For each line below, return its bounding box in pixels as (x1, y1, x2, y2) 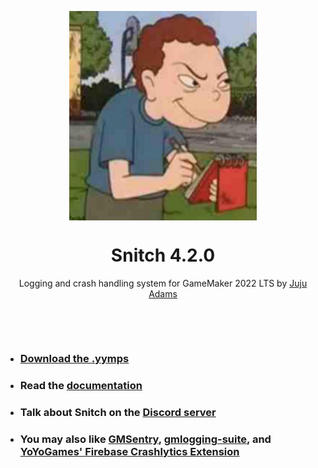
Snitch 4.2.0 (110, 244, 216, 267)
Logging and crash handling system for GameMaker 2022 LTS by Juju (18, 277, 308, 289)
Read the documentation (19, 378, 143, 392)
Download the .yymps (19, 351, 130, 365)
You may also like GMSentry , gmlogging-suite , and (19, 432, 272, 446)
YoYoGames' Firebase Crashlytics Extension (19, 444, 240, 458)
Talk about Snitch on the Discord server (19, 405, 217, 419)
